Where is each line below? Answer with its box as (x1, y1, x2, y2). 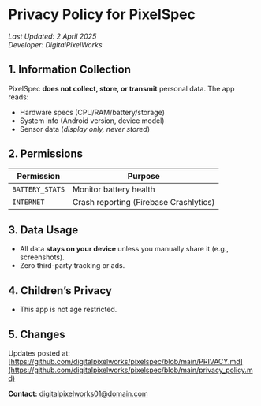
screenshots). (19, 252, 65, 262)
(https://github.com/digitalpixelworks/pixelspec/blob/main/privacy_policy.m (8, 365, 254, 374)
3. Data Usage (8, 223, 79, 237)
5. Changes (8, 327, 65, 341)
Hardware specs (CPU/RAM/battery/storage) (19, 107, 166, 117)
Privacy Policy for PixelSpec (8, 6, 196, 24)
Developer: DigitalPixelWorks (8, 39, 103, 49)
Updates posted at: (8, 348, 71, 358)
